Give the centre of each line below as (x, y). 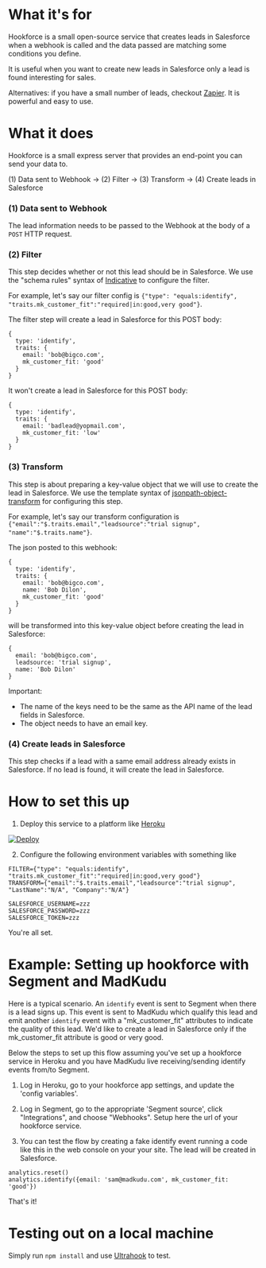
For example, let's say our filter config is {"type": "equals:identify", (123, 296)
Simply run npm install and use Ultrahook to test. (90, 1255)
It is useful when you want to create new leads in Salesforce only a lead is (129, 68)
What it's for (50, 15)
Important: (25, 691)
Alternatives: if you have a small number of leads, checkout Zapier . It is (124, 92)
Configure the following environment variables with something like (128, 855)
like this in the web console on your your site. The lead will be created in (138, 1150)
